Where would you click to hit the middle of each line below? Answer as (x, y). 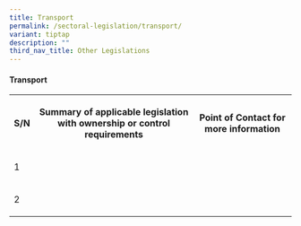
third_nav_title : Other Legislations (80, 51)
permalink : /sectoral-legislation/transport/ (95, 26)
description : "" (39, 43)
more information (242, 129)
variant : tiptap (39, 34)
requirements (114, 135)
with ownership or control (114, 124)
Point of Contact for (242, 117)
